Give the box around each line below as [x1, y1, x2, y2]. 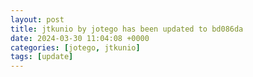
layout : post [10, 14, 65, 25]
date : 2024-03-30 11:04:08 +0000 [10, 33, 150, 43]
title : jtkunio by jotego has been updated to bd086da [10, 24, 244, 34]
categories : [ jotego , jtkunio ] [10, 42, 141, 53]
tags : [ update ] [10, 52, 74, 62]
